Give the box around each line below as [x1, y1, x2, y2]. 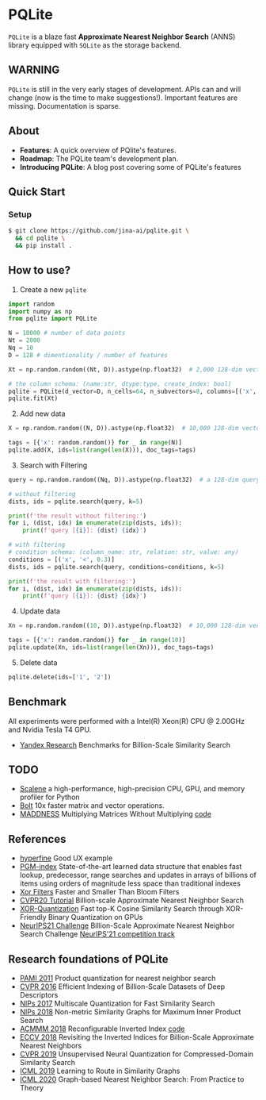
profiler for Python [19, 792, 81, 802]
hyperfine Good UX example [19, 853, 113, 863]
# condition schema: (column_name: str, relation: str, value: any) [8, 548, 239, 556]
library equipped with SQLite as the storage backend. [8, 40, 182, 49]
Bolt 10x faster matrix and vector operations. [19, 801, 165, 810]
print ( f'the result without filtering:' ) [8, 512, 147, 520]
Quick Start [8, 185, 66, 198]
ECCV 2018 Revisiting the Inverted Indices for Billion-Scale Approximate [19, 1033, 255, 1042]
